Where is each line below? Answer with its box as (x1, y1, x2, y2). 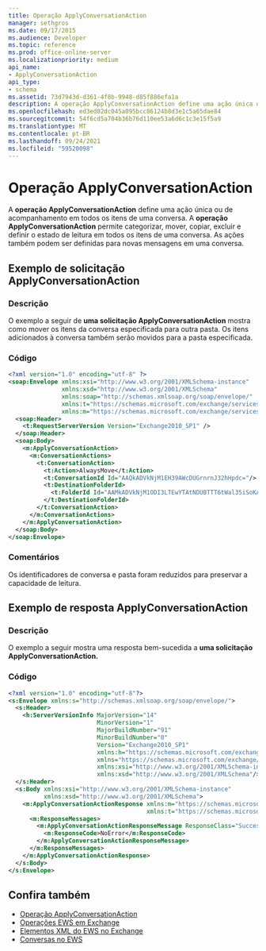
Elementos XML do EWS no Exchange (19, 926, 144, 936)
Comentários (8, 552, 59, 563)
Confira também (8, 888, 91, 902)
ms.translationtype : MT (8, 122, 87, 130)
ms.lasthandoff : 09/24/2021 (8, 137, 101, 145)
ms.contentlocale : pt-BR (8, 129, 90, 137)
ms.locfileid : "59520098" (8, 144, 93, 152)
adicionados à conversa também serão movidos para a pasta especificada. (8, 333, 253, 342)
